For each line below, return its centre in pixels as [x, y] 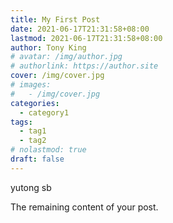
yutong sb [31, 187]
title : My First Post [55, 19]
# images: [31, 85]
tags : [21, 122]
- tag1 [33, 131]
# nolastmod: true [48, 150]
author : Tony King [48, 47]
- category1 [44, 112]
